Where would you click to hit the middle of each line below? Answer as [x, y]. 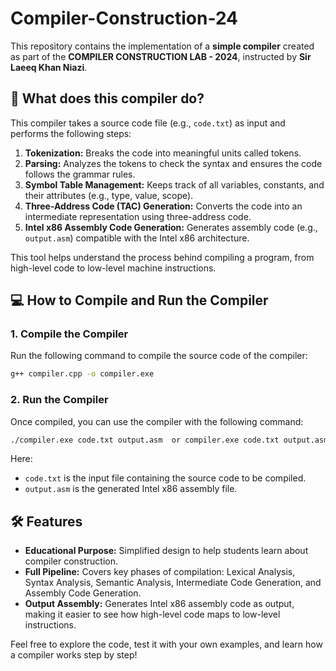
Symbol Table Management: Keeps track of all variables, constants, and [174, 184]
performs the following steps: [71, 133]
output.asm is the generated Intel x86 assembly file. [131, 489]
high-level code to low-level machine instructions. [113, 268]
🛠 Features [46, 521]
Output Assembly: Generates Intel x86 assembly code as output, [159, 604]
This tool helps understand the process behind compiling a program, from [162, 257]
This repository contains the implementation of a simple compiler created [162, 46]
